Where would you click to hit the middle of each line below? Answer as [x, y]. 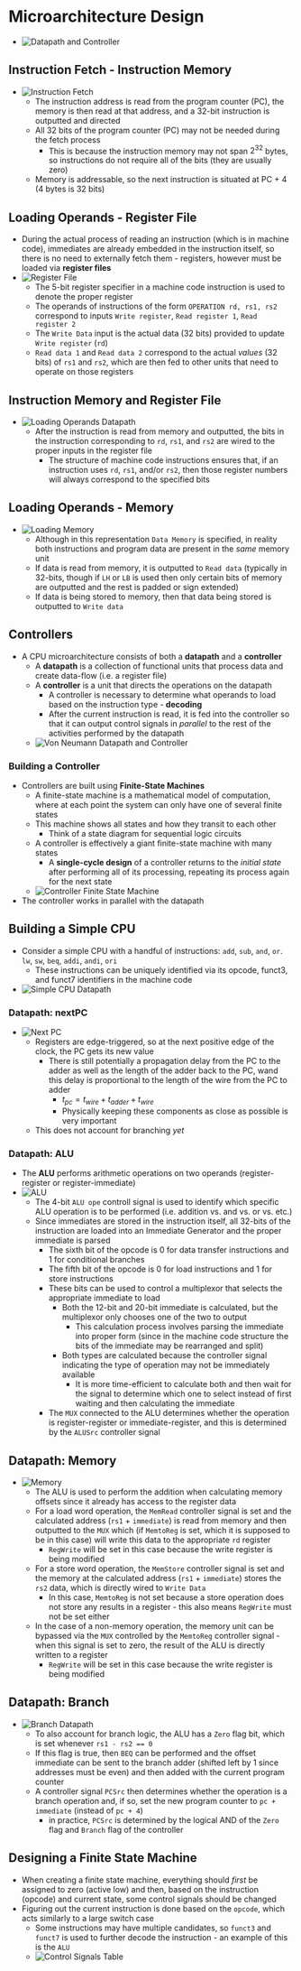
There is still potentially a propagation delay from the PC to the [164, 1061]
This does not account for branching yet [109, 1130]
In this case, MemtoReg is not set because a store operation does [166, 1597]
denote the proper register [84, 297]
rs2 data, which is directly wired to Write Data [120, 1587]
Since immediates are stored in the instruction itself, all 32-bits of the [163, 1221]
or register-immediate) [94, 1183]
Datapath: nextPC [48, 1013]
